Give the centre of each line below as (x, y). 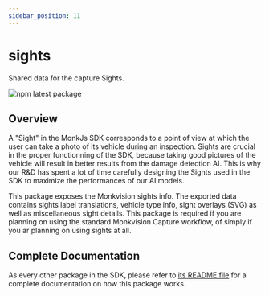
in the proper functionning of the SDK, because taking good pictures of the (132, 155)
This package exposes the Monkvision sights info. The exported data (122, 196)
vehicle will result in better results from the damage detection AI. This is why (134, 164)
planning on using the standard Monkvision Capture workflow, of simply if (130, 222)
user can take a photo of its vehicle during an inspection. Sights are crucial (132, 146)
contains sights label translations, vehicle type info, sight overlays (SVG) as (132, 205)
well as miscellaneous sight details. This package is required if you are (125, 213)
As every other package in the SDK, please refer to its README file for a (127, 275)
